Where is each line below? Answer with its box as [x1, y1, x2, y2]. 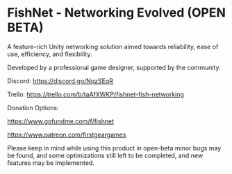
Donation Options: [7, 103, 59, 112]
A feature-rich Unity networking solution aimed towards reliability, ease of [7, 42, 219, 51]
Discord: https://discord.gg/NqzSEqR [7, 76, 113, 85]
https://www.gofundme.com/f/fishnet [7, 116, 115, 125]
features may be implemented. [7, 158, 95, 167]
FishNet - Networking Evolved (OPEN [7, 5, 226, 21]
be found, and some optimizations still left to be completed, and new [7, 151, 204, 159]
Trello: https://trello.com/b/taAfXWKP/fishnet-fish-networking [7, 90, 184, 98]
